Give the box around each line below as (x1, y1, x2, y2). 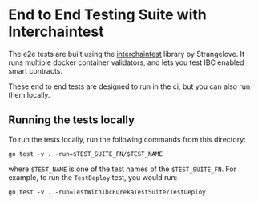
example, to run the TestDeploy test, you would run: (8, 172, 178, 182)
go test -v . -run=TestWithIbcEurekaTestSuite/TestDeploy (8, 188, 206, 196)
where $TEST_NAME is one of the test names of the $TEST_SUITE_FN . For (8, 164, 236, 174)
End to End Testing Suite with (8, 6, 207, 24)
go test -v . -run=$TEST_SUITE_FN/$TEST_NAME (8, 150, 163, 158)
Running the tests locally (8, 114, 135, 127)
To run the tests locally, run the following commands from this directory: (8, 134, 246, 144)
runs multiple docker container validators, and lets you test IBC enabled (8, 58, 244, 67)
